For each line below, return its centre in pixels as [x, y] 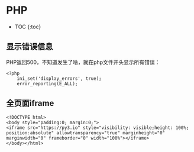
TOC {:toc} [28, 27]
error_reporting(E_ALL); [47, 83]
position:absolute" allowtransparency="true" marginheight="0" [86, 133]
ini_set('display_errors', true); [59, 78]
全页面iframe [30, 103]
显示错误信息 [30, 47]
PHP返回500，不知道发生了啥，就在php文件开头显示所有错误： [83, 62]
